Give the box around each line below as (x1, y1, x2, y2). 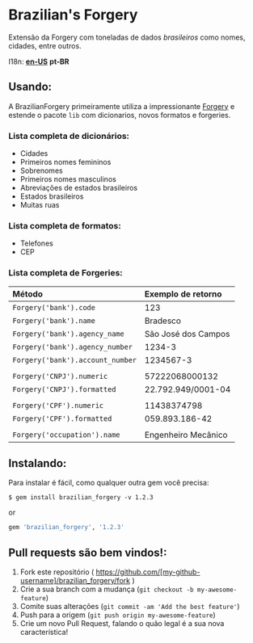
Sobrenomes (19, 166, 63, 175)
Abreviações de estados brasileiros (19, 183, 138, 193)
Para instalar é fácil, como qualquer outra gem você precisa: (8, 478, 209, 488)
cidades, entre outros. (8, 40, 82, 50)
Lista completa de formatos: (8, 220, 121, 231)
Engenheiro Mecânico (144, 429, 228, 440)
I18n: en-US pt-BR (8, 57, 70, 66)
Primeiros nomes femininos (19, 158, 112, 167)
